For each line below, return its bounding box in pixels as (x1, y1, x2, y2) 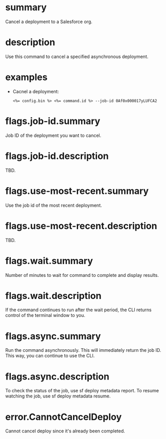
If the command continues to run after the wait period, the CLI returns (5, 307, 152, 313)
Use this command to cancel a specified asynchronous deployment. (5, 53, 149, 59)
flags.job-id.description (5, 150, 109, 162)
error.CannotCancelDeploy (5, 411, 122, 423)
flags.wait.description (5, 290, 102, 302)
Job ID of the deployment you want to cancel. (5, 132, 102, 138)
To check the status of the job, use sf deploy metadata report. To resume (5, 388, 159, 394)
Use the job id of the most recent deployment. (5, 202, 102, 208)
